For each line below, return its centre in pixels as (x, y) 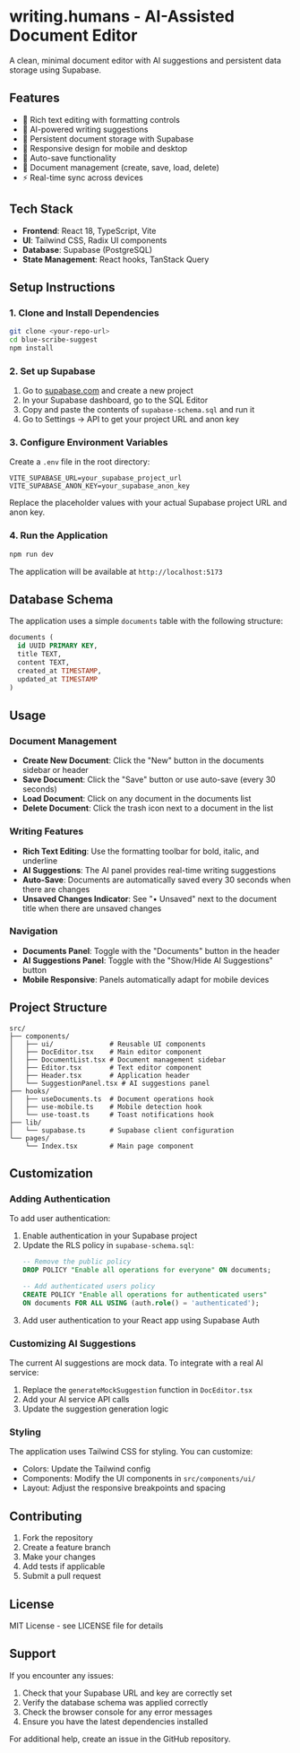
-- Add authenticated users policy (89, 1287)
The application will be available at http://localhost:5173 (116, 571)
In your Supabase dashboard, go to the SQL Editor (115, 400)
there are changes (56, 889)
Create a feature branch (66, 1548)
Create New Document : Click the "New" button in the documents (143, 760)
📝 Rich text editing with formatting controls (101, 119)
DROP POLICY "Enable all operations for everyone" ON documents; (146, 1271)
